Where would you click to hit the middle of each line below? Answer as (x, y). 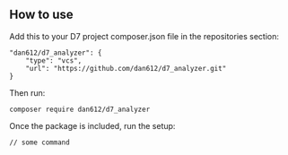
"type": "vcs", (54, 60)
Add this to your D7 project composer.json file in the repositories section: (144, 36)
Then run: (27, 92)
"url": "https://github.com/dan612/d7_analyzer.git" (126, 68)
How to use (41, 15)
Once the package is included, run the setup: (92, 125)
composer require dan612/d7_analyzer (80, 109)
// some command (39, 142)
